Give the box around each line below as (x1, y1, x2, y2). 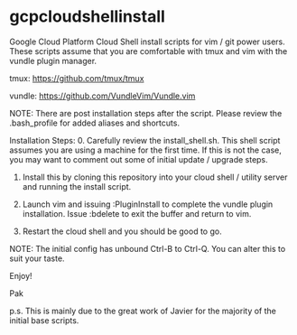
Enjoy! (9, 270, 33, 281)
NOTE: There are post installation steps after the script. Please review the (9, 107, 283, 118)
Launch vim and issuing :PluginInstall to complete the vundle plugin (22, 199, 274, 209)
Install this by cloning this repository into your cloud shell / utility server (22, 172, 288, 182)
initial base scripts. (9, 314, 79, 326)
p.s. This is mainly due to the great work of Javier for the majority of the (9, 305, 277, 316)
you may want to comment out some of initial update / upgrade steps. (9, 154, 268, 164)
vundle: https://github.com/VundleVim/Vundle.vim (9, 90, 196, 101)
